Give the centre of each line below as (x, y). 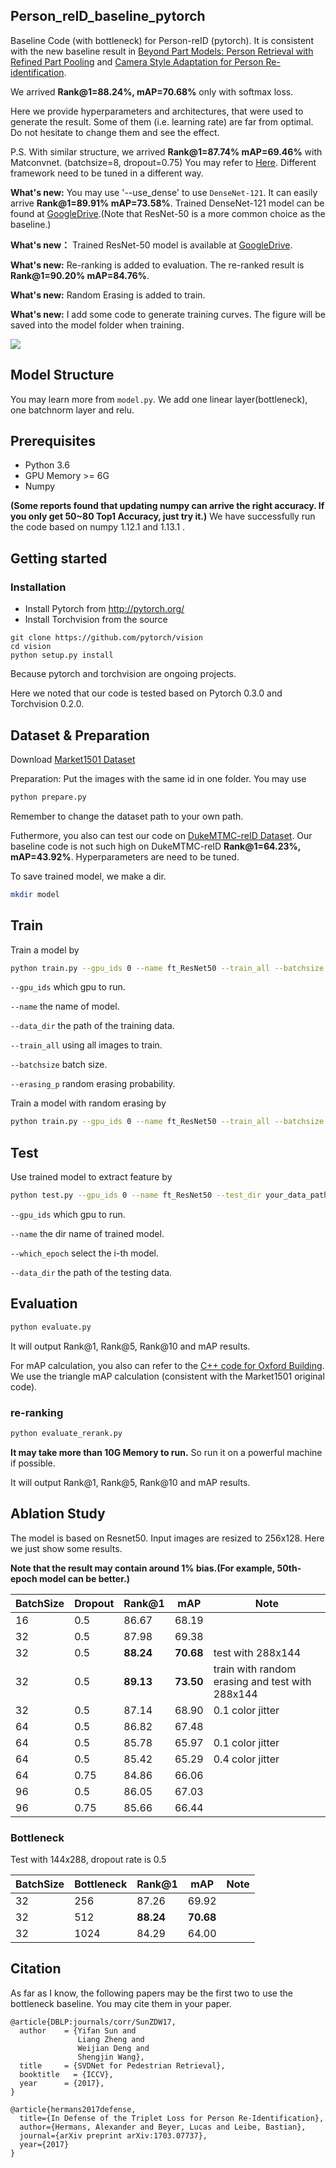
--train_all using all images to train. (86, 1045)
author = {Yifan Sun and (78, 2030)
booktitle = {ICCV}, (66, 2074)
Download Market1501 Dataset (73, 759)
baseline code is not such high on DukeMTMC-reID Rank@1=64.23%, (156, 846)
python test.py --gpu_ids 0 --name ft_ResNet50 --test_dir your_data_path (169, 1195)
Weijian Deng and (113, 2048)
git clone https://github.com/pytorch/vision (106, 638)
